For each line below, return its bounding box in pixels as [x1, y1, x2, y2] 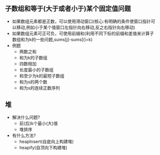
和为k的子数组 [19, 55, 48, 61]
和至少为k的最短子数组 [19, 73, 64, 78]
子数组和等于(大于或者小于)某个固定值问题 [5, 4, 131, 13]
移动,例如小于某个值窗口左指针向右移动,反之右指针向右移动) [16, 24, 135, 30]
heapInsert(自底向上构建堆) [19, 139, 74, 144]
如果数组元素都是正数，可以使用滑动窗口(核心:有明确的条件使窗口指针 [12, 18, 151, 24]
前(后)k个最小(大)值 [19, 120, 58, 126]
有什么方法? [12, 132, 36, 138]
